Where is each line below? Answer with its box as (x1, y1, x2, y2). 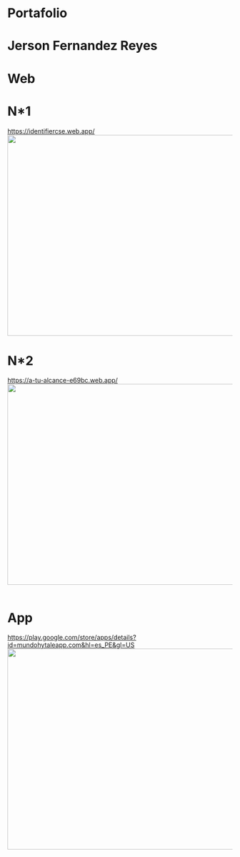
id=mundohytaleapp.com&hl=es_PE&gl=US (7, 641, 135, 649)
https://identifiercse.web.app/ (7, 126, 95, 135)
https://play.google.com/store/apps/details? (7, 633, 137, 642)
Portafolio (7, 5, 68, 21)
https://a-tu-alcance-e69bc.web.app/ (7, 376, 118, 385)
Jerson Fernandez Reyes (7, 38, 158, 54)
